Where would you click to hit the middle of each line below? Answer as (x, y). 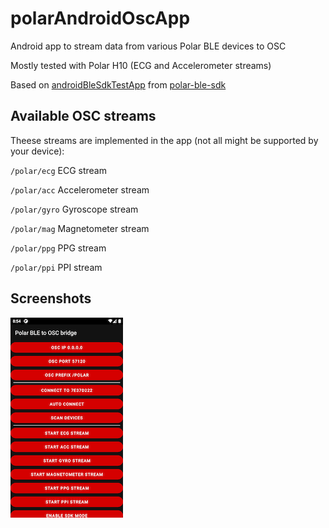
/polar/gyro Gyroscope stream (74, 209)
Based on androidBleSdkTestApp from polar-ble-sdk (118, 84)
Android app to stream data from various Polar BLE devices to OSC (148, 46)
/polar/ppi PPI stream (56, 267)
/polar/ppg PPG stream (58, 248)
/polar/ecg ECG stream (58, 170)
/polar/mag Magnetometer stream (80, 228)
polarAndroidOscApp (100, 18)
